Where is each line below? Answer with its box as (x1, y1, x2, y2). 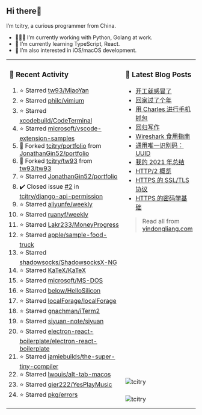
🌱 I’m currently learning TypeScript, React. (14, 40, 120, 47)
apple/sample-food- (47, 230, 107, 239)
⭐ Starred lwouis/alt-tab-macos (19, 370, 111, 378)
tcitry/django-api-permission (19, 192, 103, 200)
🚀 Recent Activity (9, 70, 69, 80)
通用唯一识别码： (135, 141, 184, 150)
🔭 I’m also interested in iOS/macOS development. (14, 46, 137, 54)
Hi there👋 (6, 6, 42, 16)
